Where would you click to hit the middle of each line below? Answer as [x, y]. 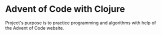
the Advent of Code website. [34, 28]
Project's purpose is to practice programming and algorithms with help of [81, 23]
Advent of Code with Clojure [65, 9]
